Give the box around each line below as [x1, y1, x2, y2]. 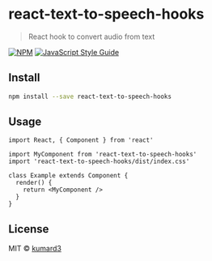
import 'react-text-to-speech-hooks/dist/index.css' [8, 157, 190, 166]
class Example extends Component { [8, 172, 129, 180]
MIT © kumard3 [8, 244, 62, 254]
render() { [15, 179, 53, 187]
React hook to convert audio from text [28, 32, 155, 41]
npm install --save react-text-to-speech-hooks [8, 92, 172, 101]
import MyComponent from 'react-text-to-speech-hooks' [8, 151, 197, 159]
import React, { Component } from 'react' [8, 136, 154, 144]
